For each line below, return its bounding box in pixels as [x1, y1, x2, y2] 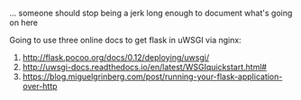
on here [9, 17, 39, 28]
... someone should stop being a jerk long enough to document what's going [9, 8, 293, 18]
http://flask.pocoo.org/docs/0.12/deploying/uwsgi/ [22, 52, 210, 62]
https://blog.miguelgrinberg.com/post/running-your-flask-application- [22, 71, 283, 82]
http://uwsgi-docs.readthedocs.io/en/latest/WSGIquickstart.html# [22, 62, 268, 72]
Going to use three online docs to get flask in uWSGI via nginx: [9, 35, 242, 45]
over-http [22, 81, 58, 91]
